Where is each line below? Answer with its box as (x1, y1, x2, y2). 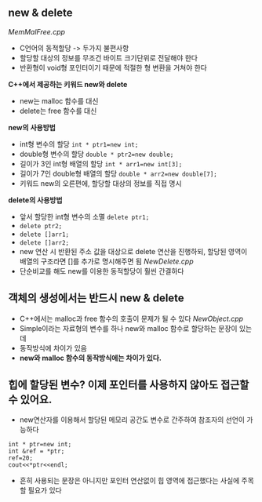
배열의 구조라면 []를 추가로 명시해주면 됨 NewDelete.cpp (19, 256, 194, 266)
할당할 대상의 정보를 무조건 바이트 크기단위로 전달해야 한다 (19, 53, 198, 62)
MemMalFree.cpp (8, 27, 65, 36)
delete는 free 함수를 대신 (19, 106, 97, 115)
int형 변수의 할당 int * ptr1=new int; (19, 139, 139, 148)
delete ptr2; (19, 222, 63, 230)
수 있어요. (8, 393, 53, 406)
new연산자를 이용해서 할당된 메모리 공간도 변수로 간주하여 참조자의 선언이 (19, 415, 246, 424)
